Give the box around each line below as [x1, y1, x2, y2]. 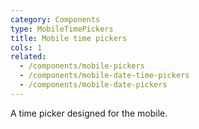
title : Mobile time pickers [10, 33, 128, 43]
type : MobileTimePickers [10, 24, 114, 34]
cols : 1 [10, 42, 43, 53]
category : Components [10, 14, 101, 25]
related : [10, 52, 47, 62]
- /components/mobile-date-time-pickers [19, 71, 190, 81]
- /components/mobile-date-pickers [19, 80, 168, 90]
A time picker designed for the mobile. [10, 107, 168, 119]
